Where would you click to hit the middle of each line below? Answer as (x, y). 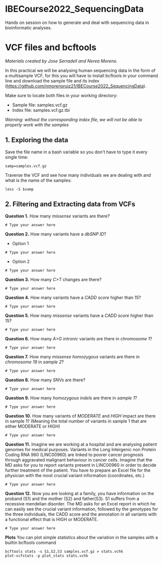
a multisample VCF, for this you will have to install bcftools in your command (81, 75)
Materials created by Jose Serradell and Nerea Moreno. (61, 61)
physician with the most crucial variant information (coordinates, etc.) (75, 475)
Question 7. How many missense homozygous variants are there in (72, 356)
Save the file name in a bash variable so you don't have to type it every (76, 152)
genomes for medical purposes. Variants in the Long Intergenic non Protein (81, 449)
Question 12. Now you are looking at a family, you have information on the (80, 493)
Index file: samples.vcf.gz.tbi (41, 110)
